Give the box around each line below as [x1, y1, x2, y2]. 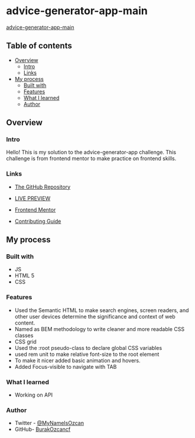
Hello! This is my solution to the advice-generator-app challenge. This [6, 149, 176, 156]
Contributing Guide [14, 218, 61, 225]
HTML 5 [14, 272, 35, 279]
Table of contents [6, 41, 72, 51]
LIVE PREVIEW [14, 194, 51, 202]
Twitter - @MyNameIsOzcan [14, 420, 84, 427]
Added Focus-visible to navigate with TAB [14, 363, 117, 370]
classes [14, 332, 34, 339]
